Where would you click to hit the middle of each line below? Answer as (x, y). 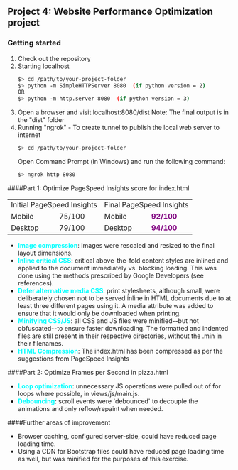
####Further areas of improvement (59, 422)
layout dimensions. (45, 253)
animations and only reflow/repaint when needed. (90, 408)
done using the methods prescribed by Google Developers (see (110, 275)
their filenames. (40, 343)
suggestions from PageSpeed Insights (74, 359)
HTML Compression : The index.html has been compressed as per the (120, 351)
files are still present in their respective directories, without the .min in (120, 336)
